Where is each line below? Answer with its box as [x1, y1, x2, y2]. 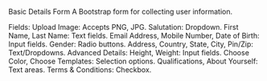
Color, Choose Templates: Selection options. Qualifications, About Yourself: [8, 56, 259, 66]
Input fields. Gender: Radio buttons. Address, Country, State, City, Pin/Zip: [8, 39, 253, 49]
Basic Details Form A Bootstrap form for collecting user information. [8, 7, 233, 16]
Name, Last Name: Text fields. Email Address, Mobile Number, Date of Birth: [8, 31, 260, 40]
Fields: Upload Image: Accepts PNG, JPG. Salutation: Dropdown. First [8, 22, 239, 31]
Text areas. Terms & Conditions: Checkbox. [8, 65, 152, 75]
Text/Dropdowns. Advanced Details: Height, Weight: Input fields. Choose [8, 48, 249, 57]
